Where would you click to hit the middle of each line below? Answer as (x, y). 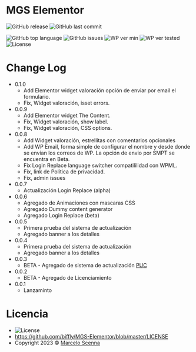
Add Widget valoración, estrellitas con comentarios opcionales (99, 140)
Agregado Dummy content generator (68, 209)
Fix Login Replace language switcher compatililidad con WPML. (100, 165)
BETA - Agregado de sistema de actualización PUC (85, 265)
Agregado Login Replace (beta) (62, 215)
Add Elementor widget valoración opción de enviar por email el (100, 90)
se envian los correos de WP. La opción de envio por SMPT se (99, 153)
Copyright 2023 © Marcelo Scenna (57, 343)
